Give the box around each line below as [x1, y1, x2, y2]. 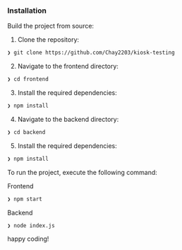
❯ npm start [7, 195, 42, 203]
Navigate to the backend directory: [17, 115, 119, 123]
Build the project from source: [7, 22, 94, 30]
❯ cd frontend [7, 76, 49, 83]
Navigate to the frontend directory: [17, 62, 119, 71]
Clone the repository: [17, 35, 80, 44]
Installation [7, 6, 47, 16]
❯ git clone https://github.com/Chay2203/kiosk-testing [7, 49, 175, 57]
